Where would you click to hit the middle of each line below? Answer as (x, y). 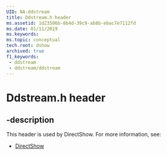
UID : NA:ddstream (28, 12)
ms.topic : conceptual (33, 40)
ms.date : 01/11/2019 (32, 29)
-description (30, 120)
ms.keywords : (23, 34)
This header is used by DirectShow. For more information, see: (84, 134)
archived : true (25, 51)
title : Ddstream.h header (39, 17)
